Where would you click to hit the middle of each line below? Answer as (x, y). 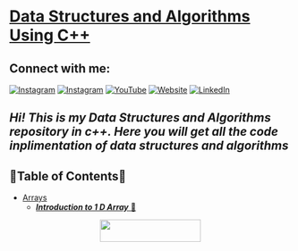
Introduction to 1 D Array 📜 (86, 207)
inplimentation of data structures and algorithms (149, 146)
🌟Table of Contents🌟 (68, 176)
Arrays (34, 197)
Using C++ (50, 35)
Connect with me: (60, 68)
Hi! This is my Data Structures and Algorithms (140, 118)
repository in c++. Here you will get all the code (144, 132)
